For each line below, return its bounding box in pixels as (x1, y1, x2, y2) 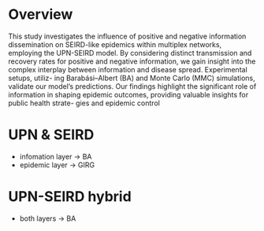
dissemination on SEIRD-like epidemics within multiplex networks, (8, 39, 222, 49)
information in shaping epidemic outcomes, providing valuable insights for (8, 90, 249, 99)
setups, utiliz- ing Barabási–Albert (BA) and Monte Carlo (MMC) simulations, (8, 73, 256, 82)
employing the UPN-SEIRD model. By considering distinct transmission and (8, 48, 252, 57)
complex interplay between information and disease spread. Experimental (8, 64, 248, 74)
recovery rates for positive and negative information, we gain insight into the (8, 57, 256, 66)
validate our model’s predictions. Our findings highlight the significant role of (8, 81, 257, 91)
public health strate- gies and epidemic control (8, 98, 160, 108)
